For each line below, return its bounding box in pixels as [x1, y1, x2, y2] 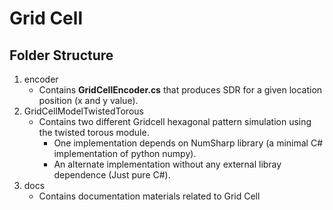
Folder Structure [9, 47, 114, 64]
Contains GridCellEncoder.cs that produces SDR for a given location [38, 84, 323, 96]
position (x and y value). [38, 95, 139, 106]
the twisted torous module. [38, 127, 150, 138]
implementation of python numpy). [53, 148, 197, 159]
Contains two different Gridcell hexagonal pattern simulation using [38, 116, 312, 127]
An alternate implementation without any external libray [53, 158, 282, 170]
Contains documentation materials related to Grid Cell [38, 190, 261, 202]
